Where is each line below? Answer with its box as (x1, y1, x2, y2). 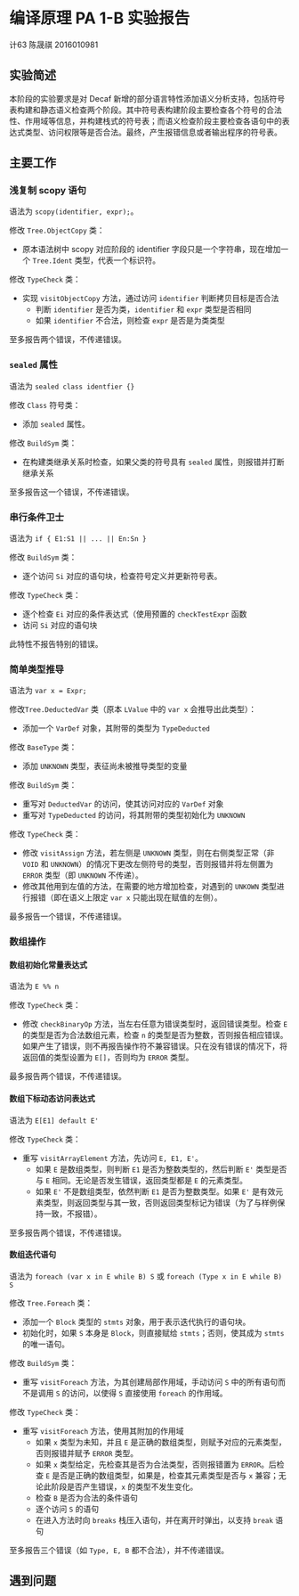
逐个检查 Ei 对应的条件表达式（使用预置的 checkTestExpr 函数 (21, 609, 247, 619)
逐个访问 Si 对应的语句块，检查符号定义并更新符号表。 (21, 571, 222, 582)
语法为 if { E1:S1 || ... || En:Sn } (9, 533, 147, 544)
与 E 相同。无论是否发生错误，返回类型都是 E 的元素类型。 (35, 1174, 247, 1185)
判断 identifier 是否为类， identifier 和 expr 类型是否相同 (35, 304, 252, 315)
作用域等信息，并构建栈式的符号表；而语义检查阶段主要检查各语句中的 (24, 115, 282, 126)
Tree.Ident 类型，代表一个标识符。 (32, 255, 161, 266)
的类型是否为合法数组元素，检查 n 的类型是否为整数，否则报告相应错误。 (21, 1030, 288, 1041)
